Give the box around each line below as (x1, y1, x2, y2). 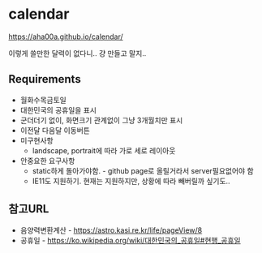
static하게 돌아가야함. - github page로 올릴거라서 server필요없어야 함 (32, 165, 254, 175)
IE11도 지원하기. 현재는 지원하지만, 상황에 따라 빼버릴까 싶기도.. (32, 176, 230, 186)
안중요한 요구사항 (19, 156, 75, 165)
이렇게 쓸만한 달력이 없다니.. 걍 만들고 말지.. (8, 48, 147, 58)
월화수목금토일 (19, 95, 67, 105)
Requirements (8, 72, 81, 86)
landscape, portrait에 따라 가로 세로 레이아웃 (32, 145, 176, 155)
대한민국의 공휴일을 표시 (19, 105, 97, 114)
